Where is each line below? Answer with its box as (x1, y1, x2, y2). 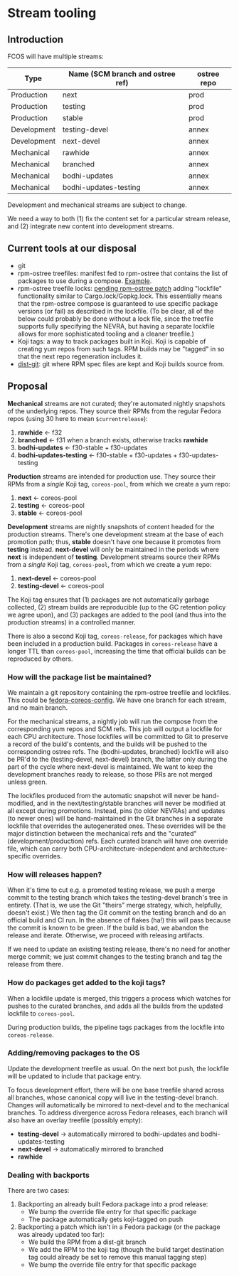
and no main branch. (7, 703, 68, 712)
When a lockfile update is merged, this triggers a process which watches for (7, 994, 231, 1002)
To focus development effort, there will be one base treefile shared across (7, 1085, 225, 1094)
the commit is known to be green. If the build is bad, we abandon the (7, 923, 208, 932)
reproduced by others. (7, 654, 73, 663)
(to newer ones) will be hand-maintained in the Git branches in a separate (7, 814, 223, 822)
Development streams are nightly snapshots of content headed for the (7, 522, 215, 531)
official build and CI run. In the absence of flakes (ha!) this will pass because (7, 916, 231, 925)
